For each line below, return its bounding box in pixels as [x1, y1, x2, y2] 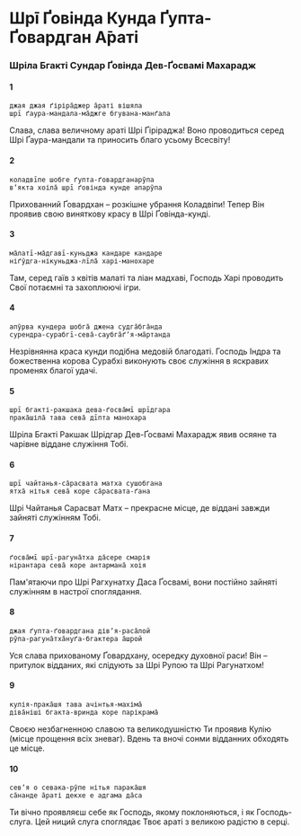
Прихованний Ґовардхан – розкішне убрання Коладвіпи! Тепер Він [9, 198, 265, 209]
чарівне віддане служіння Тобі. [9, 439, 128, 450]
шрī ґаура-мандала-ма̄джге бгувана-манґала [9, 110, 171, 119]
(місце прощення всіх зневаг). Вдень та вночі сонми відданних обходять [9, 733, 289, 744]
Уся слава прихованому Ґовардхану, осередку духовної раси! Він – [9, 650, 268, 661]
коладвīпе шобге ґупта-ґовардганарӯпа [9, 175, 155, 184]
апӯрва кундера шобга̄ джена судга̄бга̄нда [9, 322, 164, 331]
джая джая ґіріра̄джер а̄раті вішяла [9, 101, 143, 110]
